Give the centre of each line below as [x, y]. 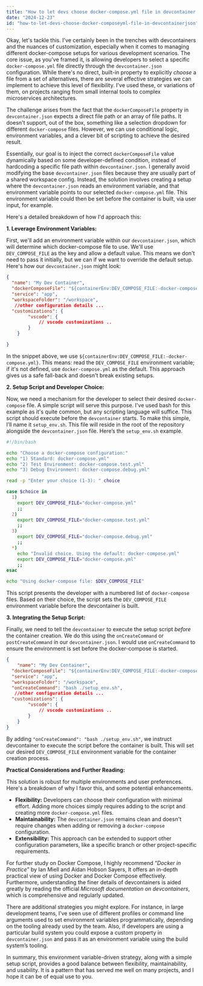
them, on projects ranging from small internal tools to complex [84, 92]
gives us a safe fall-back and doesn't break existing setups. [80, 375]
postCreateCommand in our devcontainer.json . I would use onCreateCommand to [101, 642]
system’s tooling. [27, 945]
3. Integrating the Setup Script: [46, 617]
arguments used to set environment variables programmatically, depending [100, 919]
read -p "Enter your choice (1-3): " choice [63, 481]
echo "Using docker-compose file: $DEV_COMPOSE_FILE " [76, 582]
